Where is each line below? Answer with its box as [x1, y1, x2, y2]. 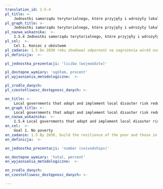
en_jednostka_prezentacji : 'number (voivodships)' [5, 146, 110, 151]
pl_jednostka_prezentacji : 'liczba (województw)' [5, 61, 108, 66]
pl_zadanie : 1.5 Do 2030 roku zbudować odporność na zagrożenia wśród [5, 48, 151, 52]
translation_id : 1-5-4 [5, 7, 51, 12]
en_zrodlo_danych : [5, 168, 42, 173]
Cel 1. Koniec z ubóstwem [14, 43, 66, 48]
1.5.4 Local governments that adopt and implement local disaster [14, 119, 151, 124]
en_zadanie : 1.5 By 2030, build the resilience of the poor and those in [5, 132, 158, 137]
